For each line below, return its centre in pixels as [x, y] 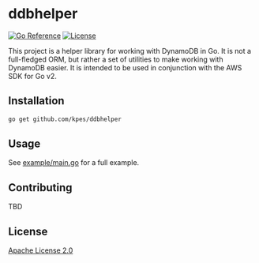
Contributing [40, 188]
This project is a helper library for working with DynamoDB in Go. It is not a [129, 51]
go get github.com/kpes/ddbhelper [65, 119]
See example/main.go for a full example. [74, 163]
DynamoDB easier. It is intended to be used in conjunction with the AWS [125, 67]
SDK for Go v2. [33, 76]
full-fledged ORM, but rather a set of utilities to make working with [116, 59]
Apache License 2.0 [41, 250]
